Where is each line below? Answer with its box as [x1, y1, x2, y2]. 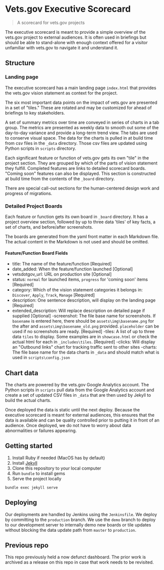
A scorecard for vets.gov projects [17, 20, 85, 25]
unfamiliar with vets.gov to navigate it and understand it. [5, 45, 118, 50]
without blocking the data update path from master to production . [5, 527, 137, 533]
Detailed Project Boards [5, 202, 63, 209]
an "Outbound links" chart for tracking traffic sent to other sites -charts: [12, 344, 157, 350]
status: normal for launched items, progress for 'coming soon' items [12, 277, 148, 283]
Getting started [5, 442, 53, 450]
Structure [5, 59, 35, 67]
